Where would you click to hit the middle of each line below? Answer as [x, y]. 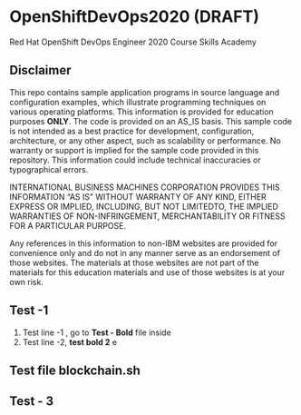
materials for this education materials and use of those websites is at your [147, 272]
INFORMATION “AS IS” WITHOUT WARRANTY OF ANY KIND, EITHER [138, 196]
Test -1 [29, 311]
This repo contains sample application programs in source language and [144, 92]
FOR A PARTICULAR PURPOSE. [68, 225]
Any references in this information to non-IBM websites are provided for [144, 243]
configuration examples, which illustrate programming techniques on [138, 102]
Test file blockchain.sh [75, 370]
